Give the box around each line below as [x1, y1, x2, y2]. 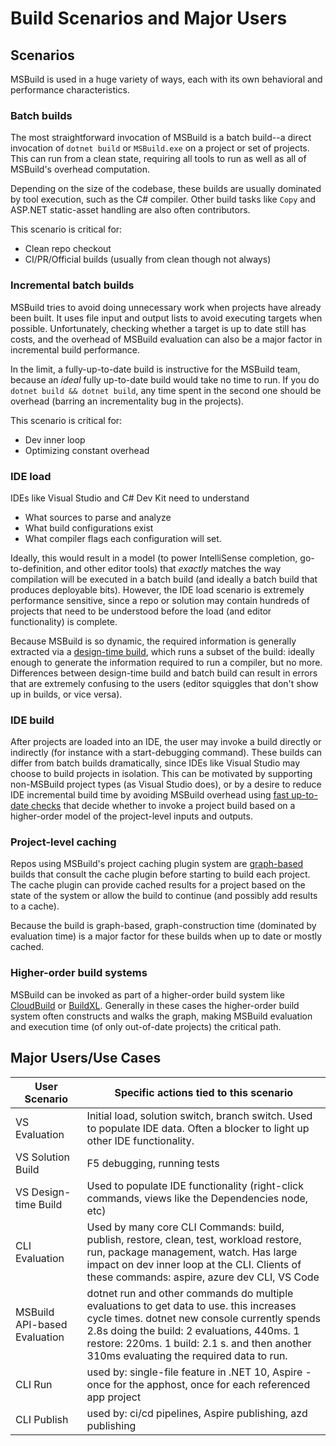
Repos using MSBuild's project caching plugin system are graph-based [10, 858, 304, 870]
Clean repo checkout [24, 243, 112, 255]
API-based [15, 1317, 68, 1331]
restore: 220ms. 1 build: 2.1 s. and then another [86, 1336, 312, 1350]
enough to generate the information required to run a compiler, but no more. [10, 656, 323, 668]
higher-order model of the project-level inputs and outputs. [10, 810, 253, 822]
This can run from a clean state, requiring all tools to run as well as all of [10, 153, 307, 165]
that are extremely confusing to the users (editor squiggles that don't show [10, 677, 319, 689]
